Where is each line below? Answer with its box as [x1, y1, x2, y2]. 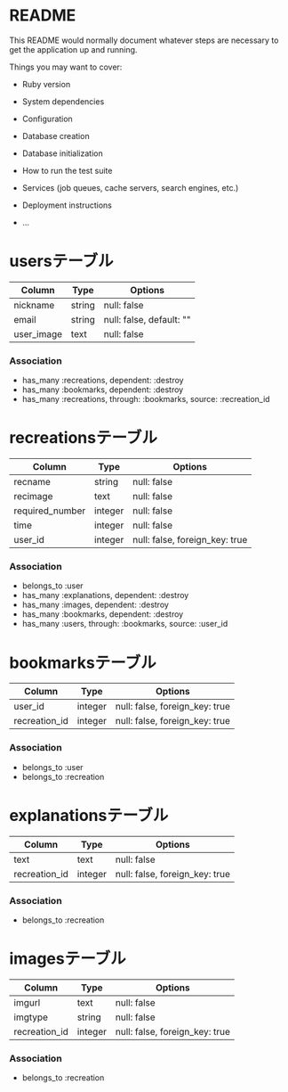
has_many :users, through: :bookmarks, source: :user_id [21, 619, 228, 629]
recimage [13, 490, 53, 503]
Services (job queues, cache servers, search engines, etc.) [21, 182, 239, 193]
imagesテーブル [9, 948, 126, 969]
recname [13, 476, 52, 489]
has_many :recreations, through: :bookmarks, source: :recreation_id [21, 394, 270, 405]
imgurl [13, 996, 41, 1008]
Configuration [21, 113, 73, 124]
